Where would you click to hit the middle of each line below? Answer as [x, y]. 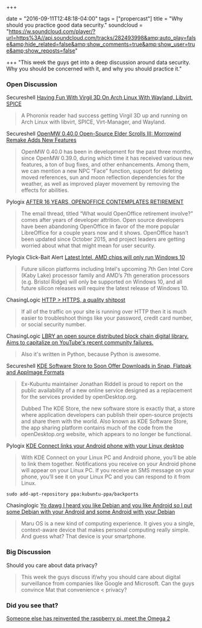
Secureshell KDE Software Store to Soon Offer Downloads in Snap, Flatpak [99, 366]
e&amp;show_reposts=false [41, 51]
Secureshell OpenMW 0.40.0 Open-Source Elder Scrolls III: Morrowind [94, 134]
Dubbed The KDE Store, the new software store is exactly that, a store [108, 408]
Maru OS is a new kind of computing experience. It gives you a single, [108, 524]
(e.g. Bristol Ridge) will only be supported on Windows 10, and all [102, 282]
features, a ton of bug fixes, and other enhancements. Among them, [105, 165]
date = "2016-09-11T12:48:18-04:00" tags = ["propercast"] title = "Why [95, 18]
